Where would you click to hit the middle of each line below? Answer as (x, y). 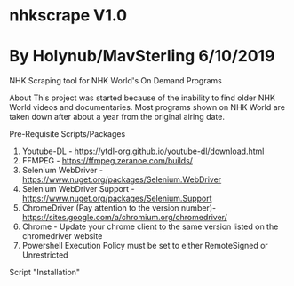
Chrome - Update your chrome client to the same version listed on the (150, 226)
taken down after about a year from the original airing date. (117, 117)
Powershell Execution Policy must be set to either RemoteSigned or (145, 246)
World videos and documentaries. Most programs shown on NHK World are (147, 107)
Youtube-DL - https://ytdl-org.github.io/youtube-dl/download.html (143, 151)
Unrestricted (45, 255)
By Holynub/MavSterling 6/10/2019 (142, 56)
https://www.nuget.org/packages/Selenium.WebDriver (122, 179)
